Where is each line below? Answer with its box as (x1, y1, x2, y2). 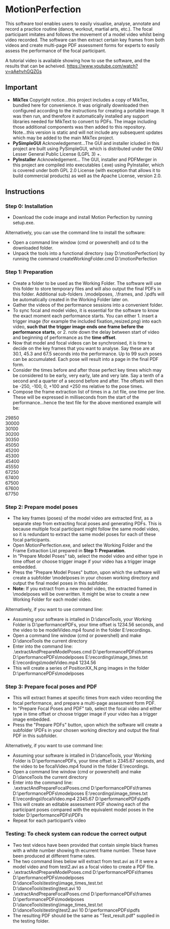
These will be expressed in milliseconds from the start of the (12, 394, 140, 400)
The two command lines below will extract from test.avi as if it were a (12, 858, 158, 864)
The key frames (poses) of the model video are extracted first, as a (12, 515, 153, 521)
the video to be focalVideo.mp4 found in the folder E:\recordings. (12, 763, 149, 769)
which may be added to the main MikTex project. (12, 134, 115, 141)
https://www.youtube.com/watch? (66, 63, 139, 69)
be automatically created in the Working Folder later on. (12, 296, 129, 302)
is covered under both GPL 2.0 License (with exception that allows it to (12, 167, 161, 173)
